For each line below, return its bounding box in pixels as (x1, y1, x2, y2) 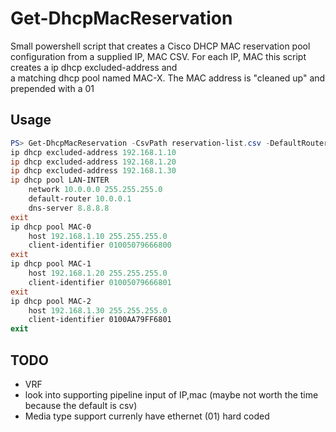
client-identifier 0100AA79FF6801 (28, 315, 172, 325)
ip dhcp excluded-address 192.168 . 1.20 (10, 157, 177, 167)
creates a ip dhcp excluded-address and (10, 61, 178, 73)
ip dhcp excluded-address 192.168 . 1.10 (10, 147, 177, 157)
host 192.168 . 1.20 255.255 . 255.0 (28, 268, 168, 278)
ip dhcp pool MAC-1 (10, 259, 92, 269)
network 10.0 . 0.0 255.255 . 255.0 (28, 185, 163, 195)
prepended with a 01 (10, 82, 95, 94)
